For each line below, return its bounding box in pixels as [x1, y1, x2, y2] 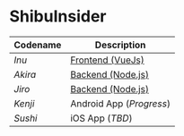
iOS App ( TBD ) [70, 112, 133, 124]
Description [94, 38, 146, 51]
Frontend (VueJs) [70, 54, 145, 66]
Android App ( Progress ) [70, 97, 171, 109]
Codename [13, 38, 62, 51]
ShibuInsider [9, 6, 107, 27]
